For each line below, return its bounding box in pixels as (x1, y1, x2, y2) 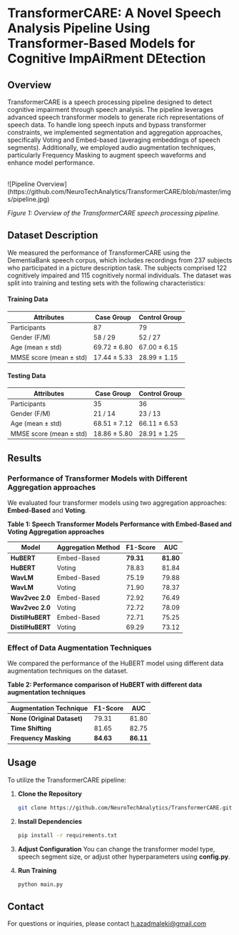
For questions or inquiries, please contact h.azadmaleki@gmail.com (7, 919, 207, 928)
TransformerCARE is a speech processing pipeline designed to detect (7, 98, 213, 106)
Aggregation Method (56, 543, 121, 552)
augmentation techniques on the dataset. (7, 667, 128, 675)
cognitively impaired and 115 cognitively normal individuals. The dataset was (7, 271, 232, 280)
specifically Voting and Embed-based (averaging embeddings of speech (7, 136, 220, 144)
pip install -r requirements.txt (17, 832, 118, 839)
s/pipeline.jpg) (7, 195, 50, 203)
